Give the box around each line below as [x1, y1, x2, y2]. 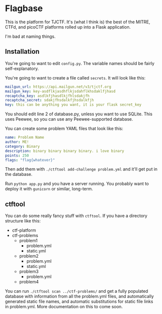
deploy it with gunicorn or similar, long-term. [5, 186, 93, 192]
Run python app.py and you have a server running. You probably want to [5, 181, 149, 187]
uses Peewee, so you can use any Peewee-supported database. [5, 116, 133, 122]
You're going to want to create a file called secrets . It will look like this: [5, 75, 146, 80]
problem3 [19, 268, 39, 274]
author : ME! [5, 140, 29, 144]
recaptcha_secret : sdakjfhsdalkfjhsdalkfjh [5, 98, 94, 103]
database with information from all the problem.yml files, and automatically [5, 294, 154, 299]
